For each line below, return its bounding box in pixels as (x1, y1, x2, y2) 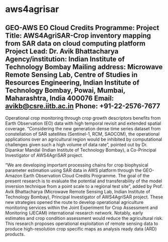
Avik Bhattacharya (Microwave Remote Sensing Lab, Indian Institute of (5, 189, 150, 194)
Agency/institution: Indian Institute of (5, 55, 125, 63)
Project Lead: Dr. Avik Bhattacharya (5, 47, 119, 56)
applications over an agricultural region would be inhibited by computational (5, 136, 162, 142)
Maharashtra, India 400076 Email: (5, 94, 114, 102)
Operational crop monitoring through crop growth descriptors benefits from (5, 115, 161, 121)
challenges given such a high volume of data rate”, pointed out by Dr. (5, 142, 148, 147)
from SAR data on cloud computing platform (5, 39, 146, 48)
